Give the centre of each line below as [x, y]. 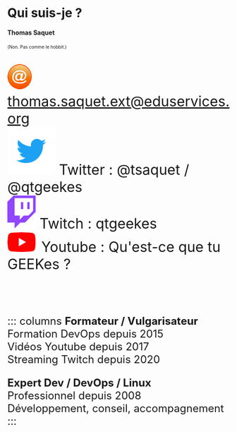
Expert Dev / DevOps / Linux [79, 383]
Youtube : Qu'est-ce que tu [131, 247]
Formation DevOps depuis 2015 [85, 334]
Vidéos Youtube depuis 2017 [78, 347]
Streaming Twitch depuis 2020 [84, 359]
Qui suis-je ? [45, 13]
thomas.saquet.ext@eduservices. [119, 101]
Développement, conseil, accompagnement [116, 408]
